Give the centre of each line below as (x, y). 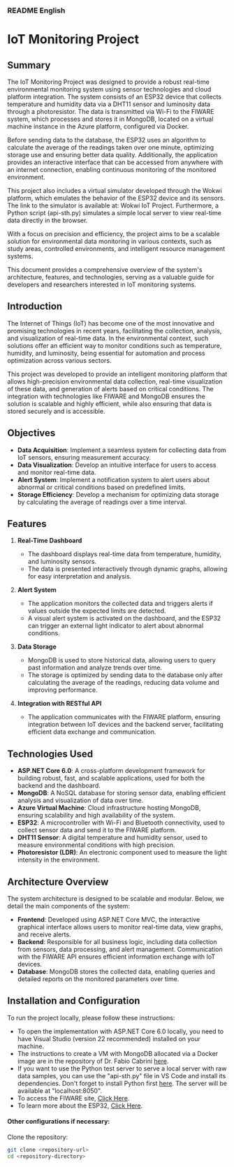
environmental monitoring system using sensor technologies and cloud (109, 89)
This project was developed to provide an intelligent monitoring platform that (117, 374)
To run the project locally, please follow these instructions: (91, 1017)
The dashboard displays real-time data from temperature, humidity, (124, 554)
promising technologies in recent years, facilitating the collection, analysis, (115, 331)
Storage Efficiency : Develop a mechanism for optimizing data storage (118, 494)
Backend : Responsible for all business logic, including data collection (117, 941)
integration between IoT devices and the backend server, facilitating (125, 725)
